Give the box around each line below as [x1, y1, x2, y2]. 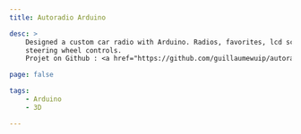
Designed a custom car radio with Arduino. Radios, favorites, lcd [25, 38, 282, 46]
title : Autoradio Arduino [9, 13, 106, 22]
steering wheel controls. [25, 46, 123, 54]
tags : [9, 87, 30, 96]
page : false [9, 71, 54, 80]
